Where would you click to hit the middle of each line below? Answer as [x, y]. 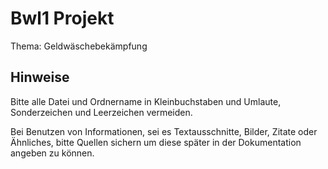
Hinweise [40, 77]
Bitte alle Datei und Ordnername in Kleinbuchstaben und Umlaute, [146, 101]
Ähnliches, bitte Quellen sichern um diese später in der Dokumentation [156, 142]
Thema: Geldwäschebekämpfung [79, 46]
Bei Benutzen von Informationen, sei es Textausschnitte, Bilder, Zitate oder [164, 131]
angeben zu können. [52, 153]
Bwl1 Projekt [62, 18]
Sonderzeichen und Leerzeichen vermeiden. [101, 112]
